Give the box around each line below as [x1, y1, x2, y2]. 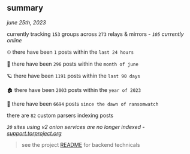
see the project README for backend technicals [21, 141, 140, 148]
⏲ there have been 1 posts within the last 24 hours [7, 48, 134, 56]
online [7, 36, 22, 44]
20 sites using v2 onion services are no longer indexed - [7, 123, 145, 130]
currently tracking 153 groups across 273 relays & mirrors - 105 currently [7, 30, 185, 38]
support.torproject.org [7, 130, 62, 137]
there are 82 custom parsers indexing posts [7, 112, 114, 119]
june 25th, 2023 [7, 19, 47, 26]
